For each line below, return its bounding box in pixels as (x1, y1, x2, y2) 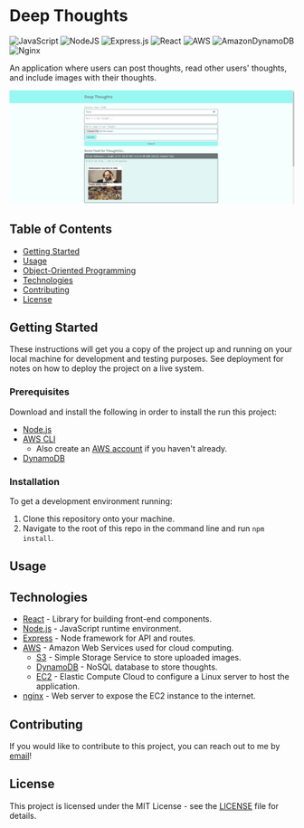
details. (9, 810, 37, 821)
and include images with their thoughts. (9, 71, 157, 82)
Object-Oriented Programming (22, 264, 137, 276)
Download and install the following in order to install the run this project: (9, 406, 278, 417)
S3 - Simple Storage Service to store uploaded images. (35, 652, 242, 663)
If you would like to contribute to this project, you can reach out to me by (9, 740, 280, 751)
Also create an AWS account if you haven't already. (35, 443, 228, 453)
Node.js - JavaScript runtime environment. (22, 623, 182, 634)
